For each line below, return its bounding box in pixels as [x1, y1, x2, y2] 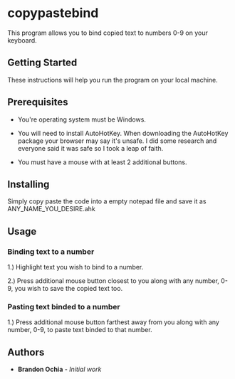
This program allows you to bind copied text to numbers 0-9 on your [7, 28, 208, 37]
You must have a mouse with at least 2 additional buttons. [17, 158, 187, 166]
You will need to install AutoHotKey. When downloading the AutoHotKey [17, 129, 229, 137]
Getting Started [7, 57, 78, 69]
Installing [7, 178, 50, 190]
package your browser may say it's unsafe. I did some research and [17, 137, 217, 145]
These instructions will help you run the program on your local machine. [7, 75, 219, 84]
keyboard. [7, 36, 37, 44]
